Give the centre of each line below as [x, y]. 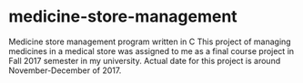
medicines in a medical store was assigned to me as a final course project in [151, 51]
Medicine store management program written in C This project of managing [150, 41]
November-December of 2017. [65, 70]
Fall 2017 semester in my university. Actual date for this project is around [145, 60]
